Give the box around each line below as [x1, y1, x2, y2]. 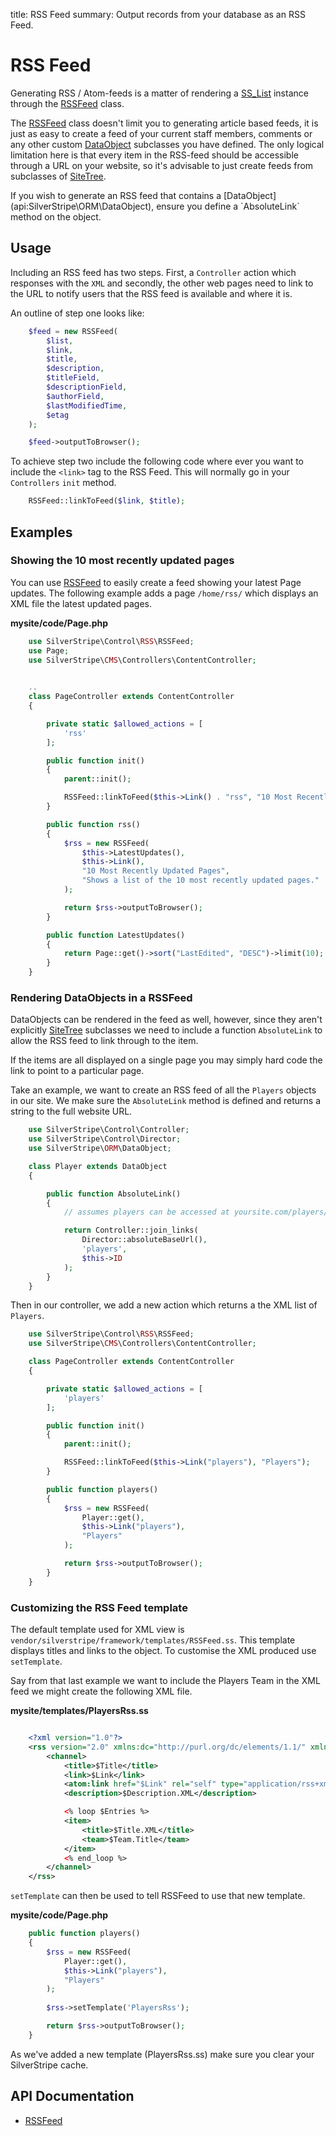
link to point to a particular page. [10, 1065, 145, 1077]
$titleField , [46, 373, 101, 383]
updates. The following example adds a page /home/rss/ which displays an [10, 587, 319, 599]
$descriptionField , [46, 382, 128, 392]
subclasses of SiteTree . [10, 170, 107, 182]
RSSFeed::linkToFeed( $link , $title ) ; [28, 496, 186, 506]
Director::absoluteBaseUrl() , [81, 1235, 208, 1245]
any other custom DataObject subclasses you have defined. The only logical [10, 138, 325, 150]
